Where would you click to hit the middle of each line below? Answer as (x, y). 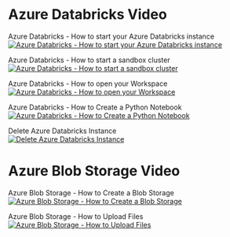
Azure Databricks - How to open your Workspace (88, 83)
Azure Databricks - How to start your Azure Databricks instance (111, 36)
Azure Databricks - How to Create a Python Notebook (95, 107)
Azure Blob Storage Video (94, 171)
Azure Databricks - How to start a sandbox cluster (89, 60)
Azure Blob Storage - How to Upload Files (76, 216)
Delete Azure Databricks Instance (62, 131)
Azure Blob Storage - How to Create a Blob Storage (91, 193)
